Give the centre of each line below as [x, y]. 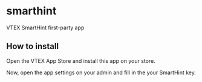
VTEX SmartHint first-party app [45, 28]
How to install [33, 46]
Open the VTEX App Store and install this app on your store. [81, 60]
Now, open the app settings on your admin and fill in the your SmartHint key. [101, 72]
